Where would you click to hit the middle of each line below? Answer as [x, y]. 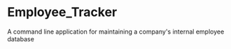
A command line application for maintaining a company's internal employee [116, 31]
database [21, 38]
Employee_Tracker [62, 12]
